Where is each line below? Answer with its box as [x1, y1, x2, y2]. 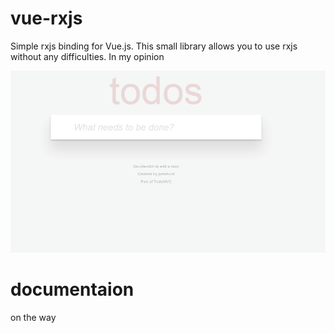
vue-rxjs [10, 7, 83, 30]
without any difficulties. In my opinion [10, 50, 165, 62]
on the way [10, 312, 57, 324]
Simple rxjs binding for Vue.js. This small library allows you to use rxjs [10, 40, 298, 52]
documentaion [10, 278, 135, 301]
